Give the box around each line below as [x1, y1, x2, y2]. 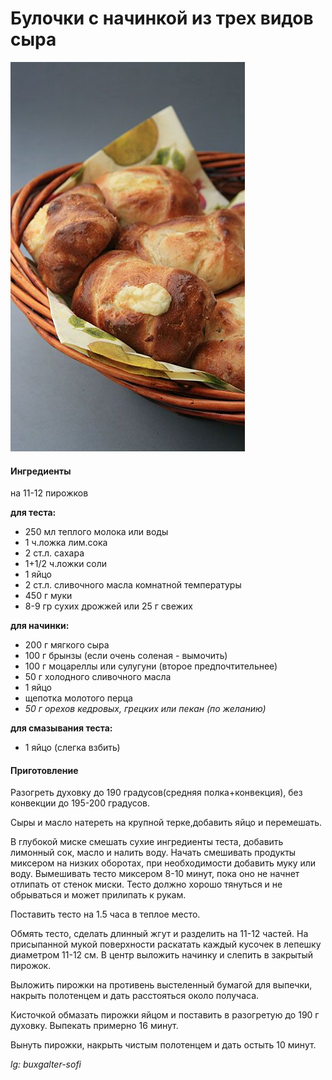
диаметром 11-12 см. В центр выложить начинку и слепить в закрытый [10, 949, 314, 961]
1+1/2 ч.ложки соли [24, 558, 108, 570]
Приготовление [10, 764, 79, 776]
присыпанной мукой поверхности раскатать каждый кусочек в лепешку [10, 938, 322, 951]
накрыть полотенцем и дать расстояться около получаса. [10, 990, 260, 1002]
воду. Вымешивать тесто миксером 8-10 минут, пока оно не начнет [10, 868, 300, 880]
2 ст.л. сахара [24, 547, 85, 559]
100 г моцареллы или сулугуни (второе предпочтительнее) [24, 660, 278, 672]
